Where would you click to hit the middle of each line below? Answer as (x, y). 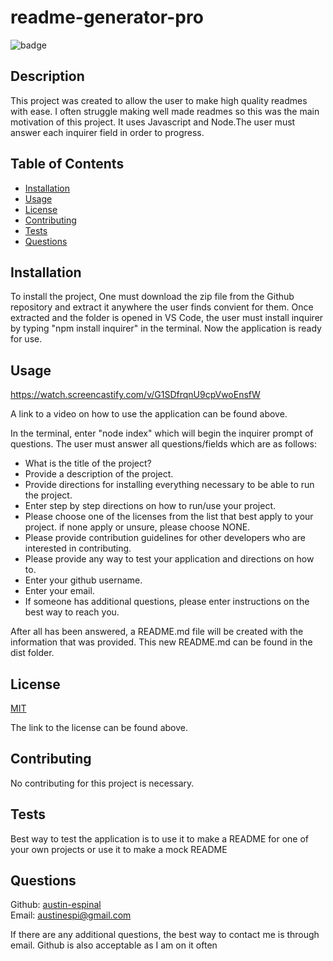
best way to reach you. (72, 612)
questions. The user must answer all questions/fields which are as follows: (163, 444)
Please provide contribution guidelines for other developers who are (165, 538)
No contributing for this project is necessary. (102, 783)
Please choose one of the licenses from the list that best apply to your (169, 517)
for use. (26, 339)
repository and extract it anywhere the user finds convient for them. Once (162, 307)
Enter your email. (59, 591)
